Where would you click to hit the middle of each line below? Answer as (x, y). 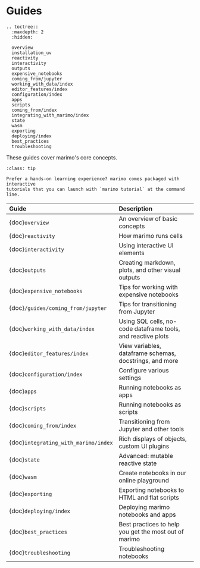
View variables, (140, 346)
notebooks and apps (147, 514)
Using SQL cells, (142, 321)
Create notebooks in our (152, 473)
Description (136, 208)
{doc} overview (29, 222)
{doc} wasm (23, 476)
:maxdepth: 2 (28, 32)
